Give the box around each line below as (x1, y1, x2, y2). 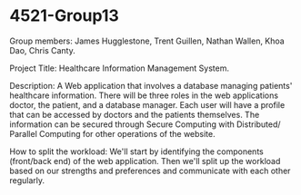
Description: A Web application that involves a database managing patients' (9, 80, 293, 91)
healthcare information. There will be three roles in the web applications (9, 90, 279, 101)
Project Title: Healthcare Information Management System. (9, 63, 230, 73)
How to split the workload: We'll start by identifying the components (9, 146, 264, 157)
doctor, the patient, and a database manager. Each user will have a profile (9, 99, 286, 110)
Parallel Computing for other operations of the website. (9, 128, 216, 139)
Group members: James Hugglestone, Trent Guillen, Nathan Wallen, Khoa (9, 35, 285, 46)
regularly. (9, 174, 45, 186)
